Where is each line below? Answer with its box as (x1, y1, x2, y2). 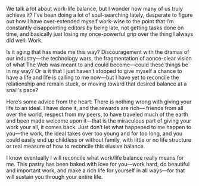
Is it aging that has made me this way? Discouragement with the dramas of (6, 48, 189, 56)
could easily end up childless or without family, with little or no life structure (6, 136, 192, 143)
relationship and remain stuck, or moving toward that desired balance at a (6, 80, 187, 87)
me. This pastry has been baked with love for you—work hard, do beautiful (6, 161, 190, 167)
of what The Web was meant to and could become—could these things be (6, 61, 189, 68)
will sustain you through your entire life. (6, 173, 103, 180)
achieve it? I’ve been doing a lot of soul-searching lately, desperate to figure (6, 11, 193, 19)
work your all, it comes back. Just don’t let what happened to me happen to (6, 124, 192, 130)
